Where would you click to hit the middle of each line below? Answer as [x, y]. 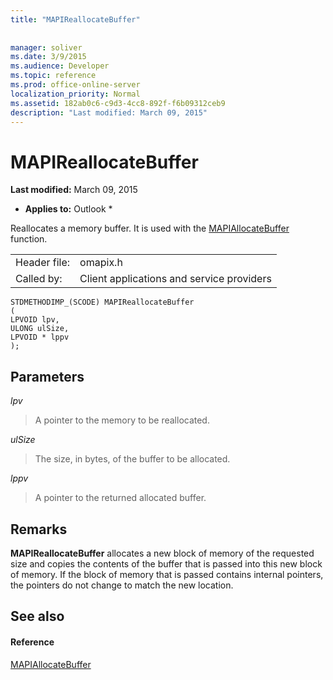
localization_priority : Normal [75, 94]
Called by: [39, 279]
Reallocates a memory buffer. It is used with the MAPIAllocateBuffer [150, 228]
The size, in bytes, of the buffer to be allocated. [132, 459]
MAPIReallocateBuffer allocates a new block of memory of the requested [162, 553]
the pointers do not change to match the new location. [122, 585]
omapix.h [101, 263]
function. [29, 239]
